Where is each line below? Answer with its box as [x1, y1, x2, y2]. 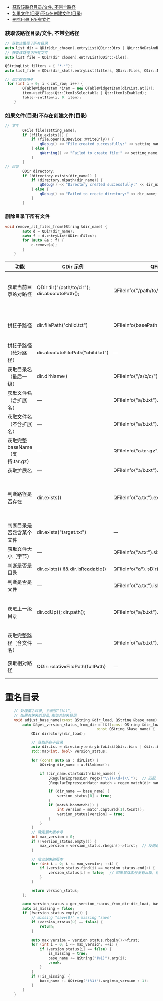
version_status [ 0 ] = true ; [57, 794, 112, 799]
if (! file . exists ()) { [22, 132, 68, 137]
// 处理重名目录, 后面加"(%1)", [14, 708, 73, 713]
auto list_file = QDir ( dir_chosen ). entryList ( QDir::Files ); [5, 55, 130, 59]
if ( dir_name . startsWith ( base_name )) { [39, 771, 120, 776]
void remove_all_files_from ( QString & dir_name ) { [5, 224, 108, 229]
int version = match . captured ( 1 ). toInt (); [57, 807, 145, 812]
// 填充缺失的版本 [31, 857, 63, 862]
